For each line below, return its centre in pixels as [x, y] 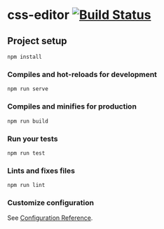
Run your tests [33, 139]
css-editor [39, 15]
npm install [25, 57]
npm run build [28, 121]
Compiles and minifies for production [72, 106]
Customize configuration [51, 203]
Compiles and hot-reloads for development [82, 74]
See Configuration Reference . [50, 218]
